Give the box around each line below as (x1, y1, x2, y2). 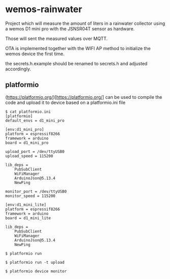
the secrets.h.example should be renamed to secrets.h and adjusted (5, 60, 148, 66)
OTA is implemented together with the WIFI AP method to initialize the (5, 45, 151, 51)
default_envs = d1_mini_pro (5, 118, 65, 123)
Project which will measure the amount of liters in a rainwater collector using (5, 20, 165, 26)
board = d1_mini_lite (5, 215, 51, 221)
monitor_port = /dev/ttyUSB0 (5, 189, 67, 194)
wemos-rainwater (5, 4, 82, 15)
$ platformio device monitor (5, 268, 67, 274)
